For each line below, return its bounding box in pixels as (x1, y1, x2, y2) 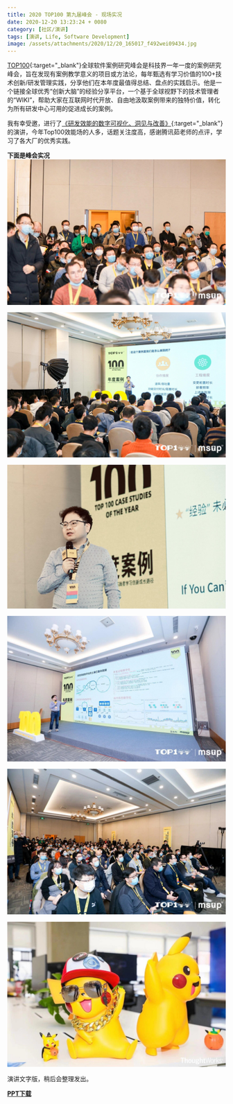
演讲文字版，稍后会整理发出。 (7, 1075, 92, 1083)
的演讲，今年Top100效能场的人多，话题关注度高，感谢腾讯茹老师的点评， (7, 128, 216, 137)
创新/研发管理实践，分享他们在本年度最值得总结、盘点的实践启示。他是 (12, 78, 216, 87)
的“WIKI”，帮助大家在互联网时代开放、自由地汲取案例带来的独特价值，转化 (7, 96, 221, 104)
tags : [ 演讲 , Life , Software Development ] (7, 33, 130, 40)
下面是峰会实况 (7, 151, 50, 159)
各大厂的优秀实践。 (19, 137, 74, 145)
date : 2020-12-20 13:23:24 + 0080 (7, 18, 107, 26)
